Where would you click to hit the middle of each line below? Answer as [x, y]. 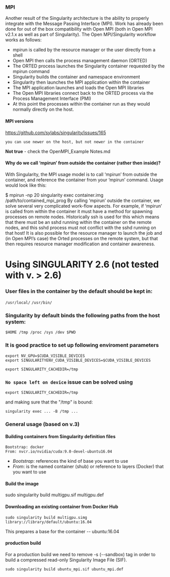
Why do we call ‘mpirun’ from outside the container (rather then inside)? [83, 163]
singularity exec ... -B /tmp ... [42, 412]
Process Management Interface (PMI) [52, 98]
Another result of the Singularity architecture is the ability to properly [77, 18]
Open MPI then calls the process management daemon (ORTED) [80, 61]
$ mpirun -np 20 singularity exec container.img [54, 195]
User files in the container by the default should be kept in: [79, 291]
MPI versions [20, 121]
